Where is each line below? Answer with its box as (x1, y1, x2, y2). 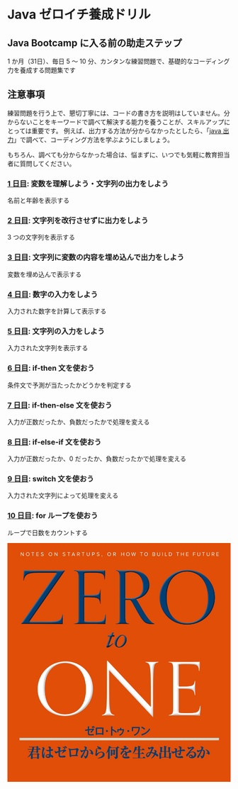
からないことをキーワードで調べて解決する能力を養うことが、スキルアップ (7, 118, 225, 126)
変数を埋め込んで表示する (7, 270, 82, 279)
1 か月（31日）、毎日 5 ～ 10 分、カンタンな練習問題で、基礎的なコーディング (7, 57, 230, 65)
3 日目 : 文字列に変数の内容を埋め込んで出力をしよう (7, 252, 185, 262)
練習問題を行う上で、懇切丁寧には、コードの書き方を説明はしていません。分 (7, 108, 230, 117)
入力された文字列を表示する (7, 344, 89, 352)
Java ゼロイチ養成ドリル (7, 6, 151, 23)
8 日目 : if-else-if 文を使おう (7, 437, 102, 447)
